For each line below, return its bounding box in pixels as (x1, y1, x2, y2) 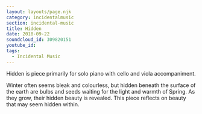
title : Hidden (6, 25, 42, 32)
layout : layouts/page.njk (6, 8, 71, 15)
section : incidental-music (6, 20, 74, 26)
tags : (6, 48, 20, 54)
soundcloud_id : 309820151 (6, 37, 71, 43)
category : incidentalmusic (6, 14, 74, 20)
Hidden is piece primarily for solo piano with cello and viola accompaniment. (6, 70, 196, 77)
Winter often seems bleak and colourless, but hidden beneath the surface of (6, 82, 196, 89)
